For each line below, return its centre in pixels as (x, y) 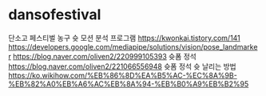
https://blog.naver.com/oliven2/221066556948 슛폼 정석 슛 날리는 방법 (123, 66)
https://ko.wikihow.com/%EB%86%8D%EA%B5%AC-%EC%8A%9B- (123, 75)
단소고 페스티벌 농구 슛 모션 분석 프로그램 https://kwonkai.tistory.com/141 (125, 38)
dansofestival (55, 15)
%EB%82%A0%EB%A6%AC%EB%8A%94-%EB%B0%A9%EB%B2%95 (129, 84)
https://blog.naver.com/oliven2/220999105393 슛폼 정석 (105, 56)
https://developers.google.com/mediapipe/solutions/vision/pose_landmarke (133, 46)
